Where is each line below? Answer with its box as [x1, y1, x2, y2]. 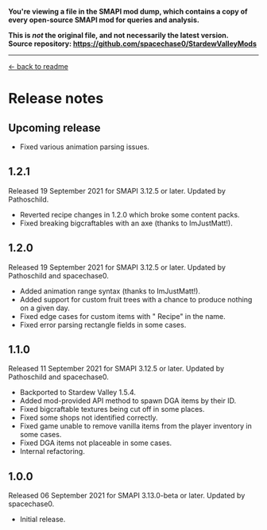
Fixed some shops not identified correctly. [19, 413, 158, 423]
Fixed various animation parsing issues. [19, 142, 149, 152]
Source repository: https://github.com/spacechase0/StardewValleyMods [8, 39, 257, 48]
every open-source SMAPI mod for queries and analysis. [8, 15, 200, 25]
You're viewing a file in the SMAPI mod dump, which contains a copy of [8, 7, 248, 16]
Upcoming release [8, 121, 101, 134]
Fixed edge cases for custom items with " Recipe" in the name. [19, 311, 226, 321]
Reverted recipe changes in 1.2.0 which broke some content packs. [19, 209, 240, 219]
